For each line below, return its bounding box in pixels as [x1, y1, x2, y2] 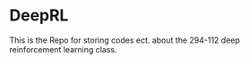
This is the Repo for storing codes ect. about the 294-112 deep [9, 35, 240, 45]
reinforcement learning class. [9, 44, 118, 54]
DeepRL [9, 5, 69, 26]
